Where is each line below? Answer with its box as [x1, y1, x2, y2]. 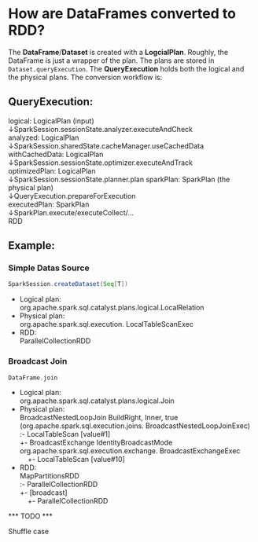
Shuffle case [8, 527, 50, 537]
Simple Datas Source [8, 262, 90, 273]
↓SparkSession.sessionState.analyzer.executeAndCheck [8, 124, 193, 134]
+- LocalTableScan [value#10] [27, 455, 126, 464]
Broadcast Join [8, 356, 68, 367]
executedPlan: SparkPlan [8, 200, 90, 209]
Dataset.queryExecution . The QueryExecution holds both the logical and [8, 64, 245, 73]
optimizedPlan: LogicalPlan [8, 166, 96, 175]
